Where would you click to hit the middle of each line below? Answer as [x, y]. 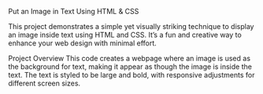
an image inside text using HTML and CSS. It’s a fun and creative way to [125, 35]
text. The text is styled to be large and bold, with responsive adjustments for [131, 75]
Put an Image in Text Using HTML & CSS [74, 11]
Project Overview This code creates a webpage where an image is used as [129, 58]
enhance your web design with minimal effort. [83, 43]
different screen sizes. [44, 83]
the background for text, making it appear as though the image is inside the [130, 67]
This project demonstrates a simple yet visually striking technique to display [131, 26]
